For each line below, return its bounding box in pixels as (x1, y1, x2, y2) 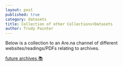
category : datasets (5, 17, 47, 22)
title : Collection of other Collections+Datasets (5, 21, 113, 27)
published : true (5, 12, 40, 17)
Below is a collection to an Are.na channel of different (5, 40, 118, 46)
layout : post (5, 7, 33, 13)
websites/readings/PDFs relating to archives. (5, 45, 100, 51)
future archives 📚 (5, 55, 43, 61)
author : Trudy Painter (5, 26, 54, 31)
